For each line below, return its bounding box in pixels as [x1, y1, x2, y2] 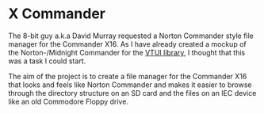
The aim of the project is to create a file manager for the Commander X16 [8, 71, 247, 81]
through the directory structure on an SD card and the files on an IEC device [8, 88, 257, 97]
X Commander [8, 5, 105, 23]
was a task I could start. [8, 56, 86, 66]
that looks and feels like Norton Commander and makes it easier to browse [8, 80, 252, 89]
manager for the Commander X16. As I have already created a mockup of [8, 39, 247, 48]
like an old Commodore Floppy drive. [8, 97, 129, 106]
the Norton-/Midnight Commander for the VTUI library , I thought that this [8, 47, 246, 57]
